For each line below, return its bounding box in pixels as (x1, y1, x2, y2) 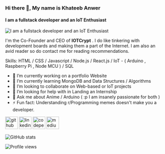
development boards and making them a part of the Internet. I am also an (5, 43, 156, 49)
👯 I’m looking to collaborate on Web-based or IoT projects (12, 83, 131, 89)
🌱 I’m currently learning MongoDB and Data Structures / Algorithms (12, 78, 151, 84)
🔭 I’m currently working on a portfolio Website (12, 73, 107, 79)
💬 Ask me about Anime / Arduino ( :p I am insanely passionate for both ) (12, 94, 160, 100)
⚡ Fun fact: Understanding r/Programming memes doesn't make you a (12, 100, 157, 106)
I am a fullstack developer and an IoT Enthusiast (5, 17, 106, 23)
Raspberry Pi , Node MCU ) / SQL (5, 63, 74, 69)
